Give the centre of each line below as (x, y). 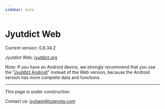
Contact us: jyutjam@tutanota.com (40, 101)
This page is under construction (37, 91)
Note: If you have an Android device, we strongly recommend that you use (80, 67)
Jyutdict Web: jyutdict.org (31, 57)
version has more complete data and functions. (53, 77)
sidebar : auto (20, 10)
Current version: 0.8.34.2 (30, 48)
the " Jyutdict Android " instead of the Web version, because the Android (77, 72)
